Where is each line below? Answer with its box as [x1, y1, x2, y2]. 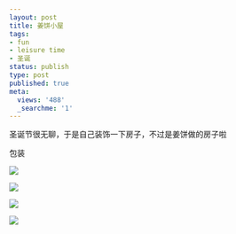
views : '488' [17, 95, 66, 105]
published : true [9, 79, 69, 88]
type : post [9, 71, 50, 80]
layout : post [9, 12, 58, 22]
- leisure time [9, 46, 66, 55]
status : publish [9, 63, 69, 72]
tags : [9, 29, 29, 38]
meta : [9, 87, 29, 96]
